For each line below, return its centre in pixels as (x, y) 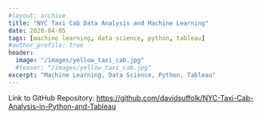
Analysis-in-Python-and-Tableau (62, 106)
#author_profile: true (46, 46)
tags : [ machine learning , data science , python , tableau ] (107, 38)
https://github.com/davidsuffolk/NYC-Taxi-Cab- (175, 97)
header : (21, 53)
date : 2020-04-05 (37, 30)
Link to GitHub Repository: (52, 97)
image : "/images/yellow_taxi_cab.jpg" (80, 61)
